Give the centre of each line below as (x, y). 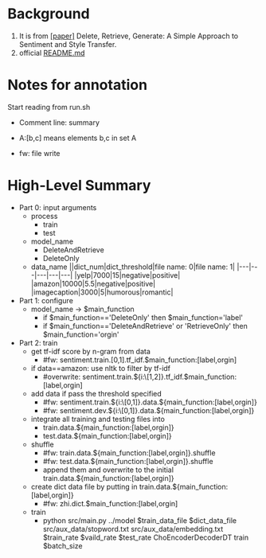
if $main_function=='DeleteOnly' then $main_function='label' (143, 317)
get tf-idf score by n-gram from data (90, 351)
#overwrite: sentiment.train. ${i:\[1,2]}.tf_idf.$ (115, 377)
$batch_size (63, 545)
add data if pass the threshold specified (96, 393)
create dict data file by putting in (84, 486)
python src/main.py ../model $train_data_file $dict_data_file (139, 520)
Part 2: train (38, 342)
